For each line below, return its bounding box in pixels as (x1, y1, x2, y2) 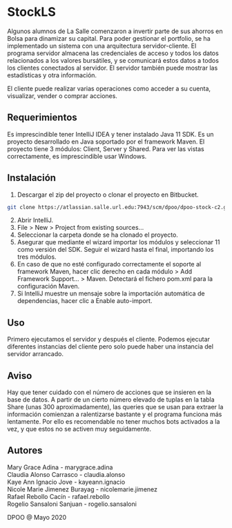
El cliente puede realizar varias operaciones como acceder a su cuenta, (7, 84, 211, 92)
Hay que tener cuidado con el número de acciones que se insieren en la (7, 388, 212, 397)
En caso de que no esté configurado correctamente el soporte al (17, 260, 202, 268)
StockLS (7, 4, 57, 20)
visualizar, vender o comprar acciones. (7, 91, 117, 100)
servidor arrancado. (7, 350, 64, 358)
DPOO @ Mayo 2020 (7, 513, 67, 521)
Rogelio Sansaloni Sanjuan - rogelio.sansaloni (7, 500, 137, 508)
